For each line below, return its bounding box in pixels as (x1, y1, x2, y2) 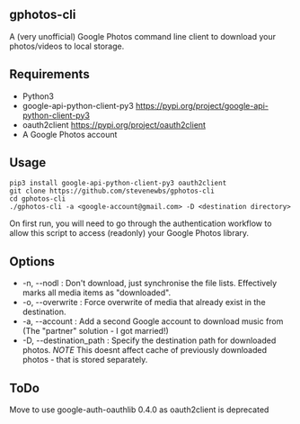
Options (9, 254, 56, 269)
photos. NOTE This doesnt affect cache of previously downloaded (22, 345, 268, 356)
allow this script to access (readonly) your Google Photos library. (9, 228, 250, 239)
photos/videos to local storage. (9, 41, 125, 51)
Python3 (22, 90, 54, 102)
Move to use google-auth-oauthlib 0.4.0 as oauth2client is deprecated (9, 404, 269, 415)
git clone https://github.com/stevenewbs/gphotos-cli (9, 186, 216, 196)
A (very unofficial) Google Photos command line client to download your (9, 31, 277, 41)
